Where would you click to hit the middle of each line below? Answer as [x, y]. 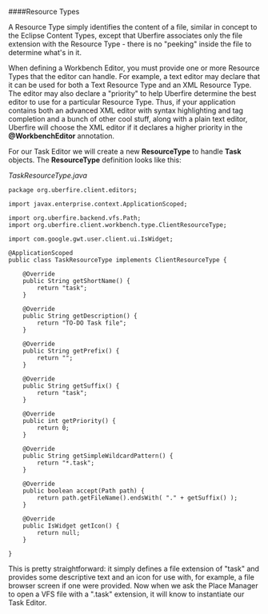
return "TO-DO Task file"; [82, 323]
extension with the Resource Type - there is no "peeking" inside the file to [130, 44]
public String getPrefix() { [71, 351]
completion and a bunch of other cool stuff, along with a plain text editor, [128, 119]
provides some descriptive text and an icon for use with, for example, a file [131, 577]
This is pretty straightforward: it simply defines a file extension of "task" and [134, 568]
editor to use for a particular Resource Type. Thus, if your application [122, 102]
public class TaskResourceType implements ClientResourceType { [118, 260]
